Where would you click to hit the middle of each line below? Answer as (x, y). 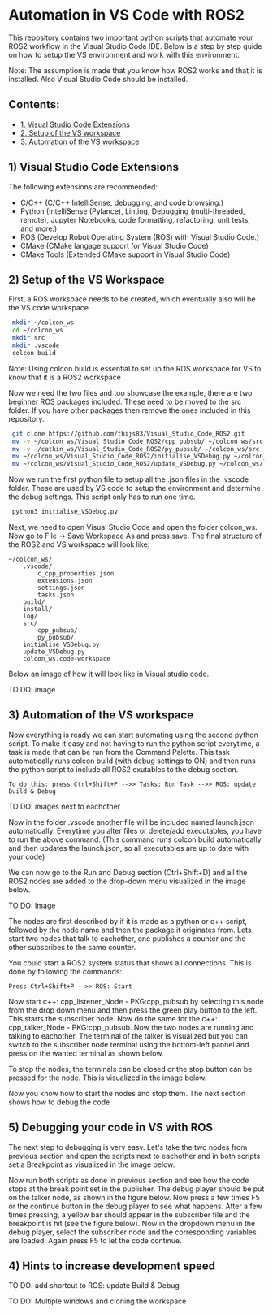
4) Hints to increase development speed (112, 1266)
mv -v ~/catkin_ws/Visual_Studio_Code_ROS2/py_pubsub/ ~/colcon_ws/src (136, 449)
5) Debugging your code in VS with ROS (111, 1128)
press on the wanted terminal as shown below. (86, 1053)
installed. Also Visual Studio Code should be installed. (98, 79)
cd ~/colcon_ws (37, 331)
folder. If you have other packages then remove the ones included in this (130, 410)
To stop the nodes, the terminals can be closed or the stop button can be (130, 1069)
